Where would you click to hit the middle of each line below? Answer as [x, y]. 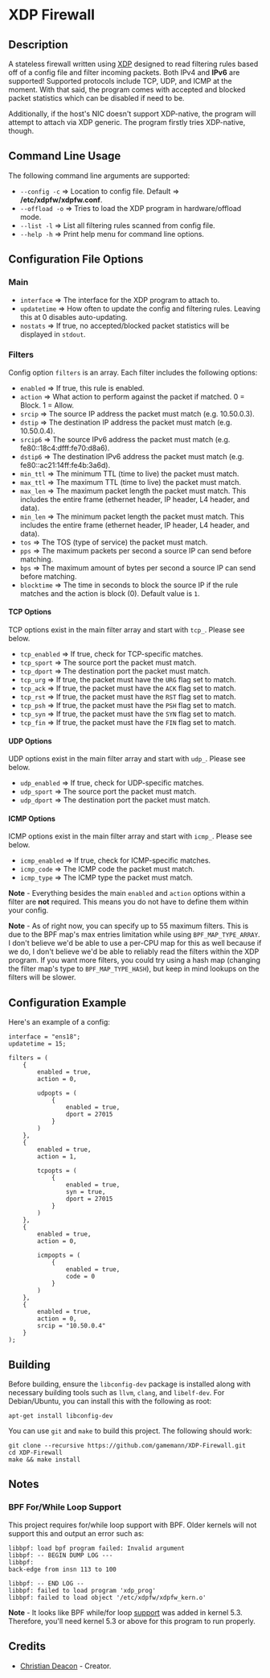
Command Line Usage [65, 156]
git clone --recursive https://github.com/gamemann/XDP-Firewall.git [127, 1446]
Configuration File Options [76, 259]
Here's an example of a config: [59, 1022]
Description [38, 45]
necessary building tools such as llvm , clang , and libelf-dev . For [117, 1393]
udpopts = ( [57, 1093]
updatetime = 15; [37, 1044]
